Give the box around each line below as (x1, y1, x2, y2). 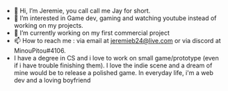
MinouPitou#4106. (13, 47, 66, 55)
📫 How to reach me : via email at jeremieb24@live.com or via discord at (13, 37, 221, 44)
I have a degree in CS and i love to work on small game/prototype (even (13, 54, 219, 62)
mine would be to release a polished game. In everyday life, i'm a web (13, 69, 213, 76)
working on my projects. (13, 22, 83, 29)
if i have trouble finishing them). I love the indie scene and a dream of (13, 61, 213, 69)
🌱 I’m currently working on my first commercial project (13, 28, 170, 37)
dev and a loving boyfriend (13, 76, 91, 84)
